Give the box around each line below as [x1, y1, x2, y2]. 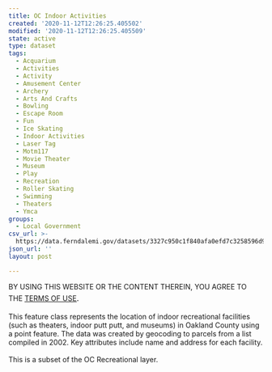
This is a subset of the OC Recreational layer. [8, 354, 159, 364]
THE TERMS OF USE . [8, 290, 79, 304]
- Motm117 [15, 147, 49, 155]
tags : [8, 49, 27, 57]
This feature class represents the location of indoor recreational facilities [8, 311, 251, 321]
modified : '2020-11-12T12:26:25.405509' [8, 27, 147, 35]
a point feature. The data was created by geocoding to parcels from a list [8, 328, 253, 338]
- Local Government [15, 222, 82, 230]
